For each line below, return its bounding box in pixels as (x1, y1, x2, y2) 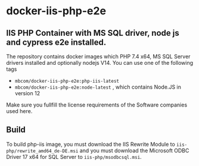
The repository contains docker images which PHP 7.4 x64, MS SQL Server (6, 53, 191, 60)
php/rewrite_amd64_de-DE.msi (6, 148, 79, 154)
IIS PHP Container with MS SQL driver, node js (6, 28, 180, 38)
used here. (6, 108, 33, 114)
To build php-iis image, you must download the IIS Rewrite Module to (6, 140, 176, 148)
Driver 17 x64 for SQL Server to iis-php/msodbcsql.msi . (6, 153, 142, 160)
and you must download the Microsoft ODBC (79, 147, 189, 154)
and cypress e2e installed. (6, 37, 107, 47)
